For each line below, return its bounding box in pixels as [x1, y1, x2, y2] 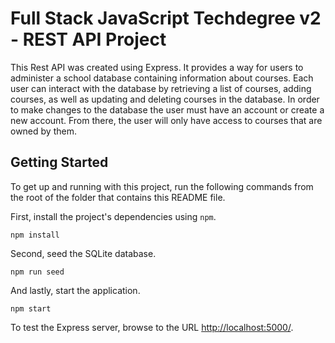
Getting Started [10, 154, 109, 171]
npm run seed [10, 267, 65, 277]
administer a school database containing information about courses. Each [10, 72, 314, 84]
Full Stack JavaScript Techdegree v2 [10, 7, 322, 30]
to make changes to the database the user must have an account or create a [10, 103, 325, 116]
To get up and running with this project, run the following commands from [10, 180, 314, 192]
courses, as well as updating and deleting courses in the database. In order [10, 93, 320, 105]
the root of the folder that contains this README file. [10, 191, 226, 203]
